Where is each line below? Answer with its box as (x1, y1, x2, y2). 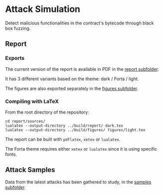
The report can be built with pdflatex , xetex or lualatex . (5, 136, 121, 142)
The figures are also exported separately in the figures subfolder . (5, 85, 139, 91)
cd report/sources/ (5, 119, 46, 124)
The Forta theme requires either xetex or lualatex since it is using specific (5, 146, 158, 152)
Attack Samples (5, 166, 56, 174)
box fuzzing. (5, 25, 31, 31)
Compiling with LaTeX (5, 98, 59, 105)
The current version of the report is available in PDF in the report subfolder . (5, 66, 159, 72)
